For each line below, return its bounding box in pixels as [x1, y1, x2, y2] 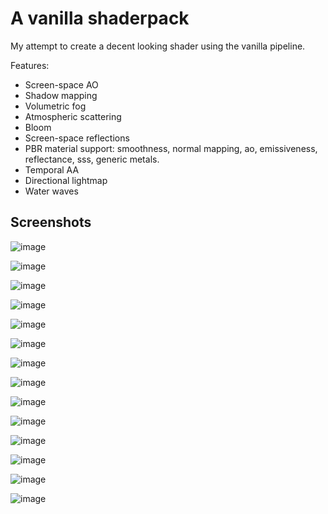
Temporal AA [24, 163, 80, 176]
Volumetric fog [24, 100, 87, 112]
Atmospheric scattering [24, 110, 122, 122]
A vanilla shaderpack [10, 7, 190, 30]
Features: [10, 59, 50, 71]
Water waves [24, 185, 79, 197]
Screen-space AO [24, 78, 99, 91]
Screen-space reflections [24, 132, 130, 144]
